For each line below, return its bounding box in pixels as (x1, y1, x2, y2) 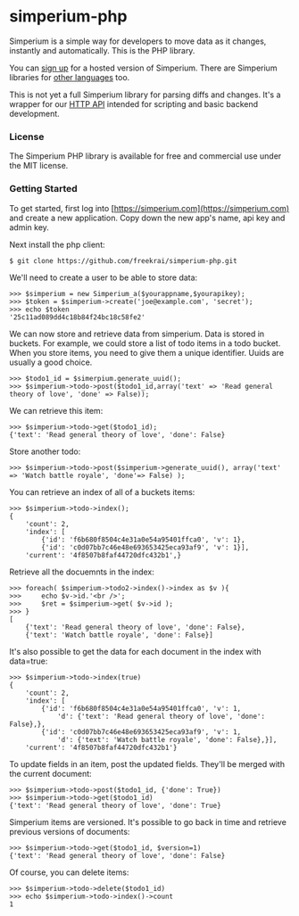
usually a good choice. (9, 357, 93, 367)
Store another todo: (9, 446, 81, 457)
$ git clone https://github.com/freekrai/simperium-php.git (9, 256, 238, 265)
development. (9, 108, 60, 119)
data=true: (9, 656, 48, 666)
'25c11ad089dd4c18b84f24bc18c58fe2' (9, 312, 145, 322)
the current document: (9, 768, 92, 779)
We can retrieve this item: (9, 405, 104, 416)
